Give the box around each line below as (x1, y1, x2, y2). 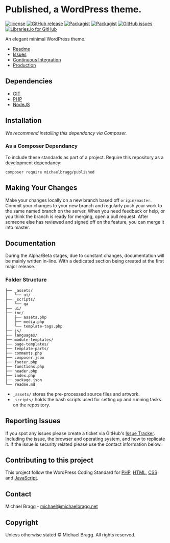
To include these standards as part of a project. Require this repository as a (5, 154, 164, 160)
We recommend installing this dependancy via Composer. (5, 129, 127, 136)
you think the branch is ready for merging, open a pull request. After (5, 213, 149, 220)
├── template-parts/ (5, 346, 50, 351)
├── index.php (5, 373, 36, 378)
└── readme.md (5, 382, 36, 387)
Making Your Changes (5, 183, 78, 192)
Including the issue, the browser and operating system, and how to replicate (5, 436, 165, 442)
